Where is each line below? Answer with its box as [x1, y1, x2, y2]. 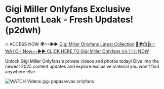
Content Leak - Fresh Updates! [5, 14, 133, 25]
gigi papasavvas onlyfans [42, 78, 94, 84]
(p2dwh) [5, 25, 41, 36]
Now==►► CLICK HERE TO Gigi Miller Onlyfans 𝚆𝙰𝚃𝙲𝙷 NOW [23, 48, 149, 54]
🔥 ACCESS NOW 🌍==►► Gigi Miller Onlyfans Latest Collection [5, 41, 135, 47]
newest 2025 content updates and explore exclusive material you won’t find [5, 63, 160, 69]
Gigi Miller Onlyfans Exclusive [5, 3, 131, 15]
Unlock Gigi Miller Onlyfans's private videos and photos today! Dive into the [5, 58, 159, 64]
